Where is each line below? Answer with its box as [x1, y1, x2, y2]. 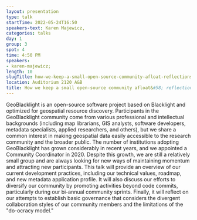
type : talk [6, 14, 33, 20]
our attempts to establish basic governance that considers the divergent [6, 194, 181, 201]
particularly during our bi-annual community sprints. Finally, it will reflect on [6, 188, 189, 195]
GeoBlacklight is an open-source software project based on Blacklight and [6, 101, 186, 108]
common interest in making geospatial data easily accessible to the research [6, 132, 191, 139]
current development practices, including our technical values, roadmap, [6, 170, 182, 177]
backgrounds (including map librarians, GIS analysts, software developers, [6, 120, 186, 127]
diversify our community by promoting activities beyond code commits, [6, 182, 178, 189]
